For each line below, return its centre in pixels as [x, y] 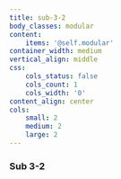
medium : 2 [44, 127]
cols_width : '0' [56, 93]
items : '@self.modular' [70, 43]
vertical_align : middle [54, 59]
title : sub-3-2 [38, 18]
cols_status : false [62, 76]
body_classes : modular [52, 26]
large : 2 [42, 135]
